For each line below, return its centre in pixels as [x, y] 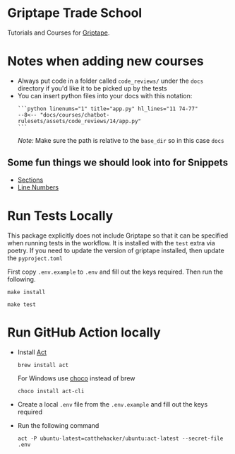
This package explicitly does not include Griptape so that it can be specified [118, 235]
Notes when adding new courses [106, 61]
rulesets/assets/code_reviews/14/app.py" [79, 121]
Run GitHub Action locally [84, 332]
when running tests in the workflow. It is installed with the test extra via [111, 243]
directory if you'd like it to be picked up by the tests [92, 88]
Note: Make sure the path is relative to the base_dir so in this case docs [121, 140]
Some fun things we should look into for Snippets [117, 163]
